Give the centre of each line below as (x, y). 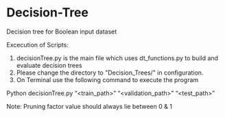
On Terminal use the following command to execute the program (107, 79)
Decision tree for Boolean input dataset (62, 31)
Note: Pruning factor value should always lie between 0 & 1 (90, 106)
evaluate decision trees (49, 65)
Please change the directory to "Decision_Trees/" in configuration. (110, 73)
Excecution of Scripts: (38, 44)
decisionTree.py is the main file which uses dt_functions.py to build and (117, 58)
